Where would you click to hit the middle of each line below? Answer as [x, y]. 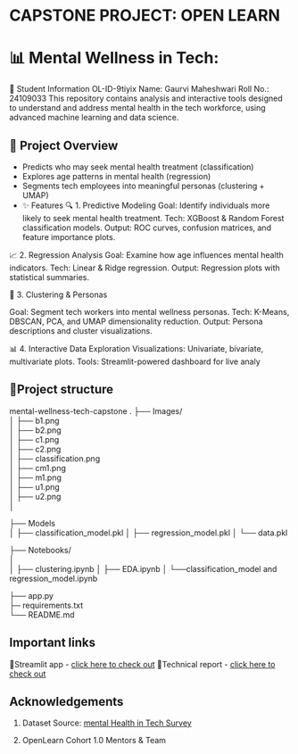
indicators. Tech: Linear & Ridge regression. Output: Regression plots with [145, 268]
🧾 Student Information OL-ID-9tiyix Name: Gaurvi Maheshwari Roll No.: [139, 89]
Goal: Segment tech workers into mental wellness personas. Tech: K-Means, [149, 311]
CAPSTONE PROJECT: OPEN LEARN [145, 16]
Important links [53, 643]
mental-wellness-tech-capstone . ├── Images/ [96, 410]
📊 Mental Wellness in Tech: [114, 58]
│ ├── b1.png [34, 420]
